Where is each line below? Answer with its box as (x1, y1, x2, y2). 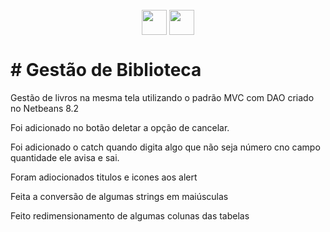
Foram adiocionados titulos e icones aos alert (10, 171, 198, 183)
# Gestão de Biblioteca (10, 59, 202, 82)
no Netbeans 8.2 (10, 102, 80, 114)
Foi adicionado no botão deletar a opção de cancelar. (10, 121, 230, 133)
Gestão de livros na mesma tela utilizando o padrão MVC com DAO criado (10, 91, 315, 103)
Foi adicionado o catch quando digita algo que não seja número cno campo (10, 141, 321, 153)
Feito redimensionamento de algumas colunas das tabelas (10, 209, 250, 222)
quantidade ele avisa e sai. (10, 151, 120, 163)
